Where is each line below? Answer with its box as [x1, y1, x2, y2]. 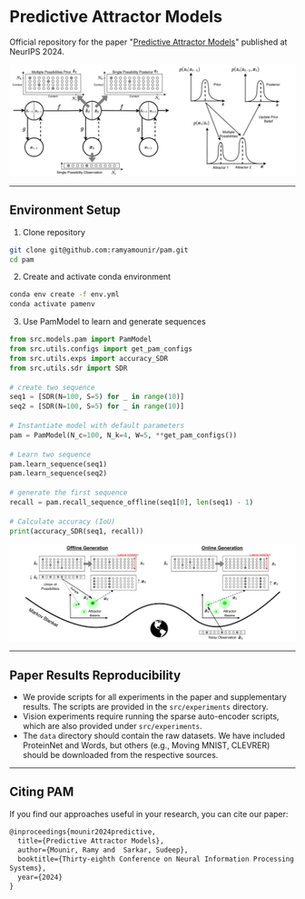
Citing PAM [9, 784, 74, 800]
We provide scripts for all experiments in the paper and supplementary [22, 692, 288, 703]
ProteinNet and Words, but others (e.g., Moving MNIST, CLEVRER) [22, 740, 271, 751]
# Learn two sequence [9, 450, 92, 459]
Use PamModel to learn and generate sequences [22, 316, 206, 327]
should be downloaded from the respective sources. [22, 750, 219, 761]
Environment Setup [9, 203, 121, 218]
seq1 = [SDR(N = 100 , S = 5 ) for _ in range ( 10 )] [9, 393, 184, 402]
